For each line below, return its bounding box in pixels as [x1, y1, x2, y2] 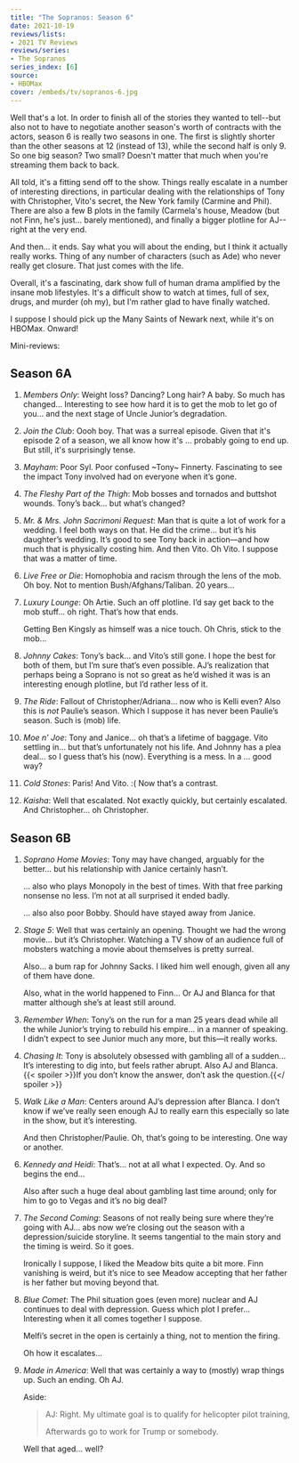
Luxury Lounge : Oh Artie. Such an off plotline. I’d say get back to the [22, 597, 274, 608]
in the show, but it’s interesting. [22, 1115, 137, 1126]
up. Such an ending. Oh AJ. [22, 1375, 124, 1386]
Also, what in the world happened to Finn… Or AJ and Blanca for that [22, 988, 276, 998]
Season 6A [10, 366, 72, 381]
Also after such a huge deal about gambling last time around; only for [22, 1186, 277, 1197]
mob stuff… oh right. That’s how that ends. [22, 606, 179, 617]
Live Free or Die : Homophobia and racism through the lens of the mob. [22, 571, 282, 581]
